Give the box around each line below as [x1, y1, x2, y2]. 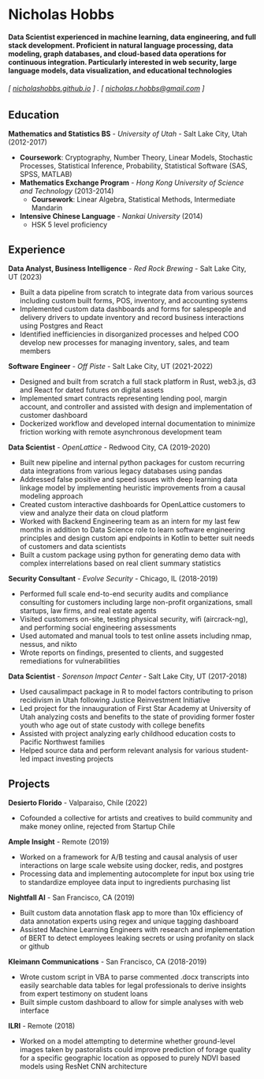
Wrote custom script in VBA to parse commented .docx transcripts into [19, 972, 250, 982]
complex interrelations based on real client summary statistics [19, 558, 221, 568]
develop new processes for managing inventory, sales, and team [19, 338, 230, 348]
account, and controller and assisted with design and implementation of [19, 402, 253, 412]
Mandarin [31, 203, 63, 212]
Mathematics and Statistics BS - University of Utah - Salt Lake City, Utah [8, 129, 248, 139]
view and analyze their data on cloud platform [19, 508, 169, 518]
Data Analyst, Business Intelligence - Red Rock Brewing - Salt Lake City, [8, 264, 247, 273]
